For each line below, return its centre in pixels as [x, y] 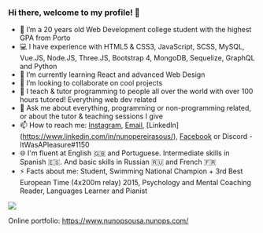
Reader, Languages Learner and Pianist [83, 191]
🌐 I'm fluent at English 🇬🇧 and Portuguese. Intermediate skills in [124, 153]
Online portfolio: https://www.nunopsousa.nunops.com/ [98, 221]
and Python [38, 67]
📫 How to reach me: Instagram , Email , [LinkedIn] [99, 126]
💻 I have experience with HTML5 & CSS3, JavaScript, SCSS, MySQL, [132, 47]
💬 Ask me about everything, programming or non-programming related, [135, 108]
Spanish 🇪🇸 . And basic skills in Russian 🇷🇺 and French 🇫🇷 [118, 162]
